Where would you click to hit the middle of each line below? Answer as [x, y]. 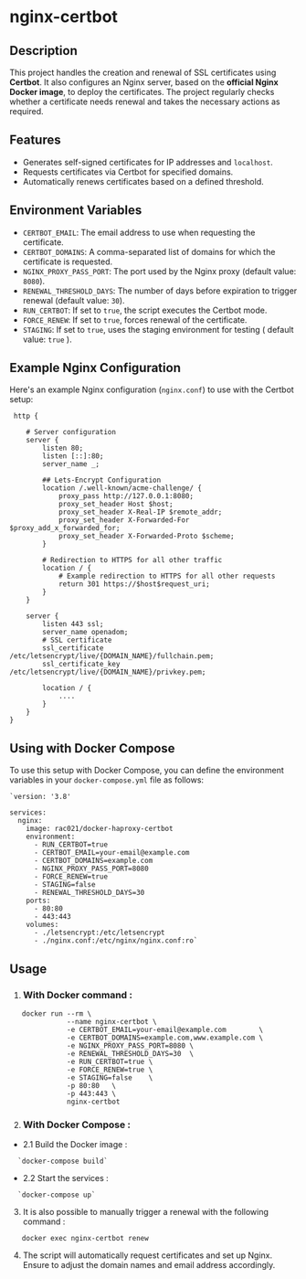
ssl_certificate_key [81, 665]
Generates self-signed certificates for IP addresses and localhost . [148, 162]
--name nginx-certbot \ [112, 1021]
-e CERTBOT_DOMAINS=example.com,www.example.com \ [165, 1038]
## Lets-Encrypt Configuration [102, 480]
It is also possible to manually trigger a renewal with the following [146, 1212]
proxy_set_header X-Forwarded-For [124, 520]
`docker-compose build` [63, 1162]
